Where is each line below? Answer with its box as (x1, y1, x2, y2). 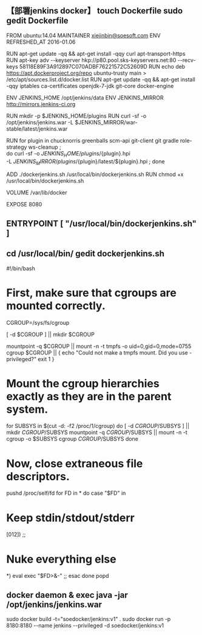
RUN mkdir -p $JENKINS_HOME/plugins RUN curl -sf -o (6, 112, 147, 120)
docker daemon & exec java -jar (6, 589, 129, 600)
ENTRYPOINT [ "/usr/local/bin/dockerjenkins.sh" (6, 218, 197, 229)
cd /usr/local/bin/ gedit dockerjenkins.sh (6, 248, 165, 259)
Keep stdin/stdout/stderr (6, 511, 135, 525)
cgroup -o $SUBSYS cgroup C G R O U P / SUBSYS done (6, 435, 138, 443)
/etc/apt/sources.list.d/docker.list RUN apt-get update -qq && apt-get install (6, 75, 195, 83)
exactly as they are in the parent (6, 389, 172, 403)
